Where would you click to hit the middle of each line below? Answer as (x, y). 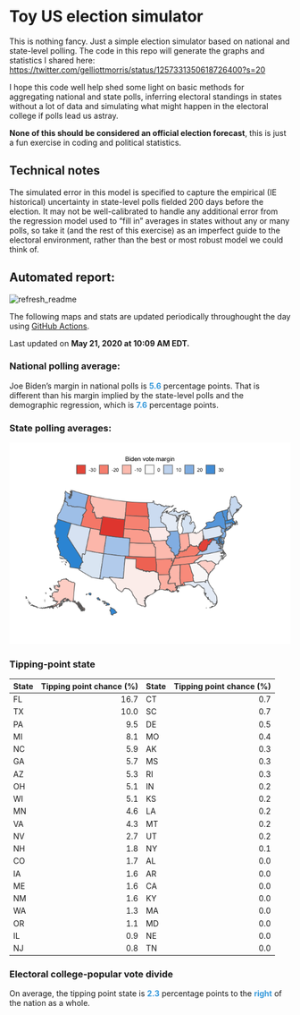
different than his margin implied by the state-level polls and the (126, 395)
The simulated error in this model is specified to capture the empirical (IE (143, 192)
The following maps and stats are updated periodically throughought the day (150, 316)
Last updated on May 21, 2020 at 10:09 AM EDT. (100, 343)
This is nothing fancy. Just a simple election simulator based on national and (150, 41)
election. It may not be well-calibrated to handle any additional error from (144, 211)
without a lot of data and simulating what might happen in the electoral (139, 106)
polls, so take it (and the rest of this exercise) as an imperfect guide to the (145, 230)
